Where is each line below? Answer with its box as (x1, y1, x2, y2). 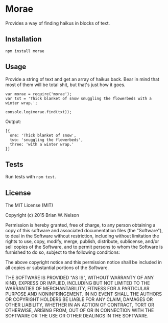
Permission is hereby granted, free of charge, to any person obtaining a (5, 222, 156, 228)
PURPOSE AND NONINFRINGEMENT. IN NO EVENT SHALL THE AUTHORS (5, 291, 162, 297)
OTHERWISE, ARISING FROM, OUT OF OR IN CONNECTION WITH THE (5, 307, 154, 313)
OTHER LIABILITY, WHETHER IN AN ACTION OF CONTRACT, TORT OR (5, 302, 154, 308)
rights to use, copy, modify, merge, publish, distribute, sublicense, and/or (5, 238, 159, 245)
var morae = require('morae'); (5, 91, 72, 96)
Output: (5, 118, 21, 125)
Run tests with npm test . (5, 174, 56, 180)
